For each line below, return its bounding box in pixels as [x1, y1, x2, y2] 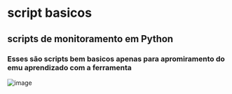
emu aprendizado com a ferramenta [7, 62, 132, 72]
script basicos [7, 5, 93, 21]
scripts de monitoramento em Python [7, 33, 174, 45]
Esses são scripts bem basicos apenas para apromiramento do [7, 54, 226, 64]
